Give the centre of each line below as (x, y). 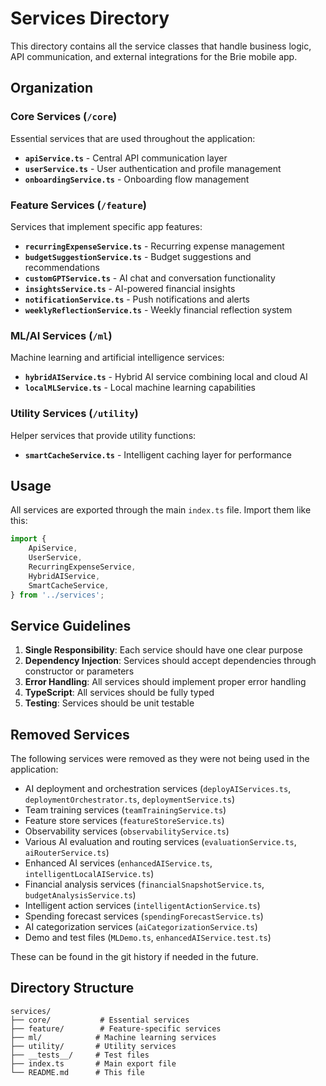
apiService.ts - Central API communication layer (126, 158)
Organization (51, 88)
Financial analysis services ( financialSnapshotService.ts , (144, 884)
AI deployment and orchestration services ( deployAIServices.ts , (158, 789)
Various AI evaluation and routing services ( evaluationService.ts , (160, 842)
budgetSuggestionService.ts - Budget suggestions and (138, 256)
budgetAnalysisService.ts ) (80, 895)
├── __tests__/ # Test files (80, 1055)
